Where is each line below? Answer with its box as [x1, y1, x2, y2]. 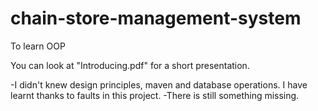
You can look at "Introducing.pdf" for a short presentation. [10, 59, 250, 71]
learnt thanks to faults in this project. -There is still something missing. [10, 89, 300, 101]
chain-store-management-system [10, 7, 302, 30]
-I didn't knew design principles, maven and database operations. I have [10, 78, 308, 91]
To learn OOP [10, 40, 66, 52]
